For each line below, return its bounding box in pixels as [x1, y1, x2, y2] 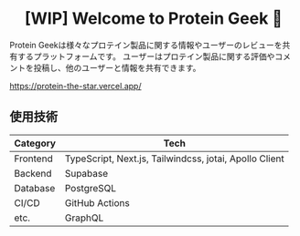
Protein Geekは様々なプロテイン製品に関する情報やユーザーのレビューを [9, 39, 283, 50]
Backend [14, 167, 52, 180]
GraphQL [64, 211, 104, 224]
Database [14, 181, 56, 194]
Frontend [14, 152, 53, 165]
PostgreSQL [64, 181, 117, 194]
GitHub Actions [64, 196, 130, 209]
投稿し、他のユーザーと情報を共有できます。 [33, 62, 201, 73]
